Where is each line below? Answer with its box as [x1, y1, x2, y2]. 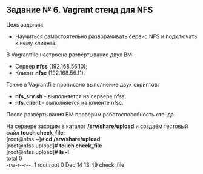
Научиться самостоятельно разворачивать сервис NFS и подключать [15, 33, 198, 40]
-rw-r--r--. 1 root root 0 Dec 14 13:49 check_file [6, 161, 125, 169]
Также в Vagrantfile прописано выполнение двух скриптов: [6, 81, 159, 88]
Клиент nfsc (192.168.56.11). [15, 69, 85, 76]
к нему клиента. [15, 39, 57, 46]
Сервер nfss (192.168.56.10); [15, 62, 88, 70]
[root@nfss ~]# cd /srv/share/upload [6, 135, 101, 142]
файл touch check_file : [6, 129, 65, 136]
